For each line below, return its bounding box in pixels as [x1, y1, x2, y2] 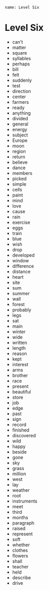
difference [12, 263, 34, 269]
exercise [12, 219, 31, 225]
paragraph [12, 520, 35, 526]
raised [12, 525, 26, 531]
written [12, 339, 28, 346]
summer [12, 290, 30, 296]
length [12, 345, 26, 351]
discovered [12, 432, 36, 438]
